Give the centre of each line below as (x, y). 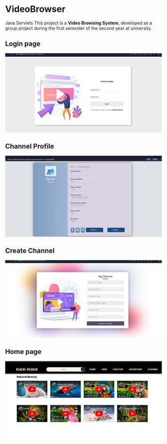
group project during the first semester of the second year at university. (79, 28)
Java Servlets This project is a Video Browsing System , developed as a (79, 23)
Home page (23, 352)
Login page (23, 44)
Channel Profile (30, 146)
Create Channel (30, 251)
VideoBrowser (35, 9)
